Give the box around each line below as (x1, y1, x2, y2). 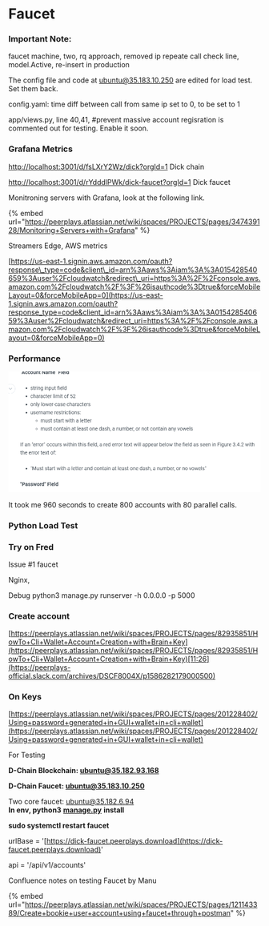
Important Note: (8, 34, 72, 45)
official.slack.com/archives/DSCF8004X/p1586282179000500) (8, 671, 216, 681)
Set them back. (8, 84, 58, 94)
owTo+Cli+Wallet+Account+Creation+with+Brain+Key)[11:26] (8, 654, 210, 664)
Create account (8, 610, 70, 621)
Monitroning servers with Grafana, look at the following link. (8, 193, 206, 202)
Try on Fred (8, 541, 54, 552)
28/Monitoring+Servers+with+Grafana (8, 225, 135, 235)
